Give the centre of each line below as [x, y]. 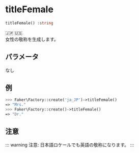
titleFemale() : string [29, 23]
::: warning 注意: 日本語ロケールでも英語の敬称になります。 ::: [69, 145]
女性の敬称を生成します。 [32, 39]
